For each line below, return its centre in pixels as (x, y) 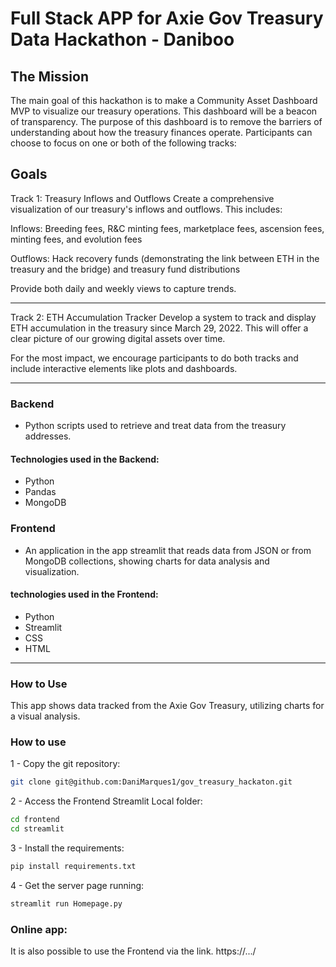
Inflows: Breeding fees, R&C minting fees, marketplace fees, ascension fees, (167, 228)
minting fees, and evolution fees (76, 239)
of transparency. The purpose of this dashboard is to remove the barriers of (166, 121)
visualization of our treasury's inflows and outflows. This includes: (146, 209)
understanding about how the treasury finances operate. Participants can (161, 132)
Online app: (39, 929)
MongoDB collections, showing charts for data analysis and (147, 561)
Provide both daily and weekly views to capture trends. (123, 288)
